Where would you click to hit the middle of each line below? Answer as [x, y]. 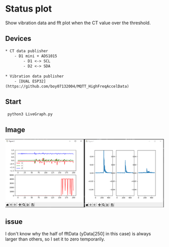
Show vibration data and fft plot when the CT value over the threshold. [78, 23]
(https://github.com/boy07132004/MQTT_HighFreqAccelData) [67, 86]
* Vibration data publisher [35, 76]
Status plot [28, 9]
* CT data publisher [27, 51]
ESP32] [39, 81]
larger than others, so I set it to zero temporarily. [55, 239]
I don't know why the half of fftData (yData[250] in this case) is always [78, 234]
